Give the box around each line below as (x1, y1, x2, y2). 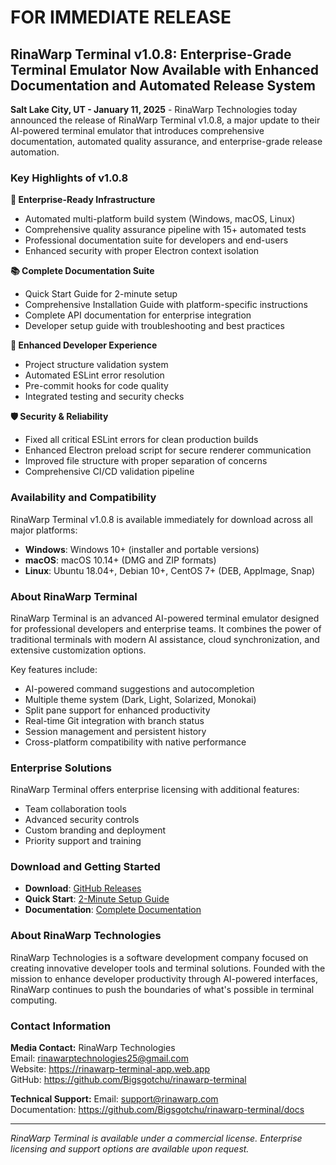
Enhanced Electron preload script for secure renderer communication (24, 444, 312, 456)
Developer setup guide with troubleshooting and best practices (24, 320, 285, 332)
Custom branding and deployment (24, 824, 167, 836)
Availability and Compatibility (10, 491, 157, 505)
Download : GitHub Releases (24, 882, 142, 895)
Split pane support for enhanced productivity (24, 704, 211, 716)
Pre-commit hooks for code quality (24, 380, 169, 392)
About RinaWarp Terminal (10, 589, 138, 603)
